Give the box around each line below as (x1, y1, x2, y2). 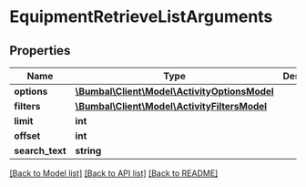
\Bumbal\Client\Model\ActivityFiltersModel (75, 100, 267, 112)
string (75, 144, 102, 157)
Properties (9, 43, 71, 58)
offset (14, 130, 41, 142)
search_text (14, 144, 66, 157)
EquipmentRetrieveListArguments (9, 6, 273, 27)
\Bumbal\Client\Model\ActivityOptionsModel (75, 85, 275, 98)
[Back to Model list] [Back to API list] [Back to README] (9, 168, 219, 179)
